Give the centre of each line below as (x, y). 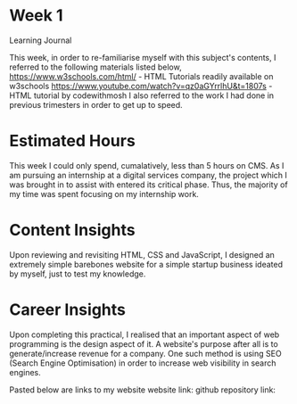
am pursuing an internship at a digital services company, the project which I (148, 175)
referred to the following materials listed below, (95, 67)
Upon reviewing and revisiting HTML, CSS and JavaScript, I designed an (142, 254)
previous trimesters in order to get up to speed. (96, 104)
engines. (25, 372)
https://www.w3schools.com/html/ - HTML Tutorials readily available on (141, 76)
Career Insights (68, 309)
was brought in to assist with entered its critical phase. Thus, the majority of (148, 185)
